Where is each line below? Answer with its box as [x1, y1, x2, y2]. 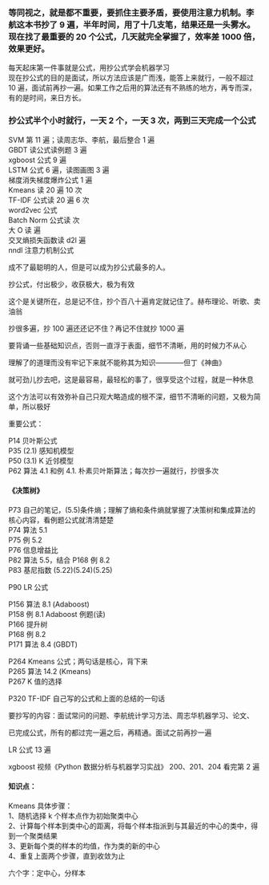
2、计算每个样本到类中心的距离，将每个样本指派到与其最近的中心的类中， [8, 821, 251, 830]
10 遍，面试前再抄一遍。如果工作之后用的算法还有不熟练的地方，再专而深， [8, 83, 256, 93]
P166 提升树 [8, 619, 48, 629]
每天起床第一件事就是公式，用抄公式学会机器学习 [8, 63, 170, 73]
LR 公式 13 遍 [8, 745, 52, 754]
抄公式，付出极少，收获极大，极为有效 [8, 279, 134, 289]
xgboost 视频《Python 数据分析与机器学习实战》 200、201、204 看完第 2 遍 [8, 761, 260, 771]
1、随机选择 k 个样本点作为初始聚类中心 [8, 811, 139, 820]
